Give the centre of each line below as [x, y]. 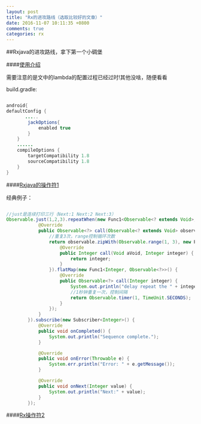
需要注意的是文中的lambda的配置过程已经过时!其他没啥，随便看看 [87, 77]
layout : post [22, 12]
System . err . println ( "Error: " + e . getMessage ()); [112, 364]
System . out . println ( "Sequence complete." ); [104, 336]
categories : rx [25, 34]
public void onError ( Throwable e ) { [84, 359]
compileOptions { [39, 151]
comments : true [25, 28]
